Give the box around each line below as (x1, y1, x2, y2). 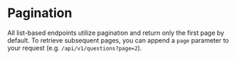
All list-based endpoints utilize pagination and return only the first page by (7, 28, 225, 37)
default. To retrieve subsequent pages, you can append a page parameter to (7, 36, 230, 44)
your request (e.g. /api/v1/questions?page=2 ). (7, 43, 142, 52)
